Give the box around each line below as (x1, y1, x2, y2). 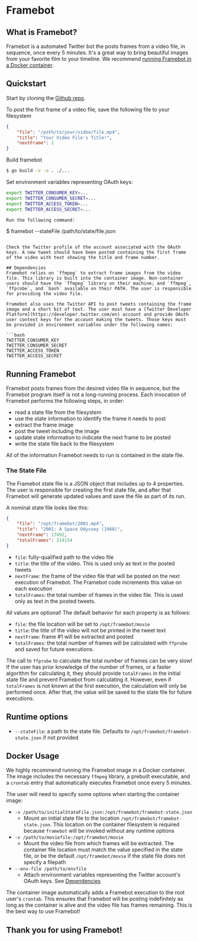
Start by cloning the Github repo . (6, 94, 86, 101)
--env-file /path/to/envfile (14, 866, 87, 872)
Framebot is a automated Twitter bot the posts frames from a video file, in (6, 43, 186, 50)
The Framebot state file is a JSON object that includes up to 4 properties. (6, 480, 184, 487)
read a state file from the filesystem (14, 409, 102, 416)
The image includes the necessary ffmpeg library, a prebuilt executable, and (6, 773, 190, 780)
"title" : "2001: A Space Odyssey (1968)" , (17, 526, 123, 532)
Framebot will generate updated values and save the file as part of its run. (6, 492, 186, 500)
